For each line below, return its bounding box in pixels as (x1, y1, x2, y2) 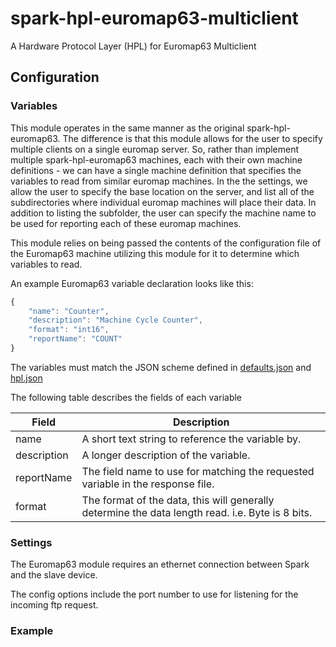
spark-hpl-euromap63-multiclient (10, 7, 299, 30)
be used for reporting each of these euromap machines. (10, 217, 242, 229)
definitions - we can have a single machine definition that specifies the (10, 164, 302, 176)
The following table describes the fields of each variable (10, 391, 243, 403)
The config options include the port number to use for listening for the (10, 588, 299, 601)
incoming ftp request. (10, 599, 99, 611)
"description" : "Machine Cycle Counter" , (28, 315, 203, 326)
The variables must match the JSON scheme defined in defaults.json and (10, 361, 312, 373)
